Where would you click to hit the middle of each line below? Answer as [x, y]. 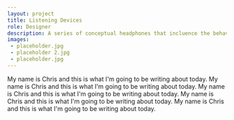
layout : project [31, 14]
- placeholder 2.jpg [40, 53]
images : [18, 40]
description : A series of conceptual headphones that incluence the [109, 33]
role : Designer [29, 27]
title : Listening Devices [45, 20]
